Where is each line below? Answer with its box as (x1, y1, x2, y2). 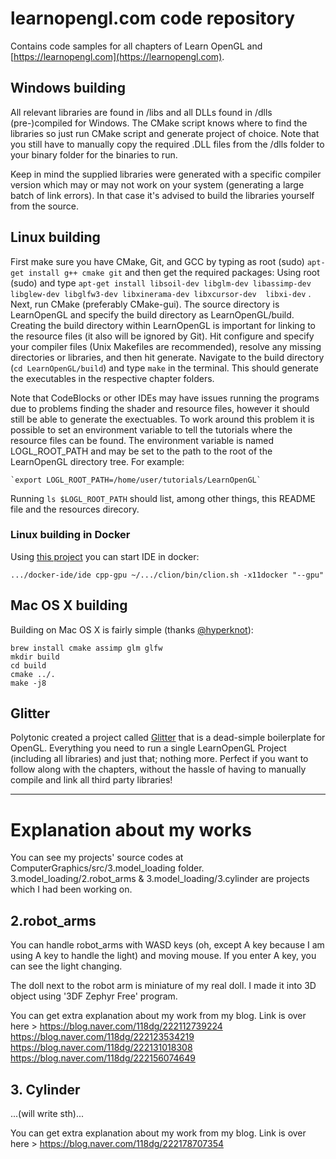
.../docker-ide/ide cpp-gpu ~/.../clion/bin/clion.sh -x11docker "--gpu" (10, 570, 325, 580)
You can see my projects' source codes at (10, 852, 184, 864)
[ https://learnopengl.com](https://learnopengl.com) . (10, 50, 225, 62)
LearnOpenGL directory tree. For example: (10, 455, 185, 467)
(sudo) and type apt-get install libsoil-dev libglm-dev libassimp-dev (10, 277, 312, 289)
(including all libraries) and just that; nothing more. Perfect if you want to (10, 753, 309, 765)
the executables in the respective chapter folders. (10, 372, 215, 384)
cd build (10, 660, 47, 671)
